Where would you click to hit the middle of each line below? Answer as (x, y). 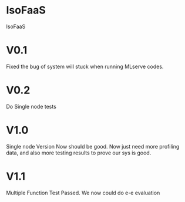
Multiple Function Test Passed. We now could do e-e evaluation (83, 193)
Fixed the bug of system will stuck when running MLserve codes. (85, 66)
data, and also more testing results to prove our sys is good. (79, 153)
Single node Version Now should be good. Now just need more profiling (93, 146)
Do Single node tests (31, 106)
